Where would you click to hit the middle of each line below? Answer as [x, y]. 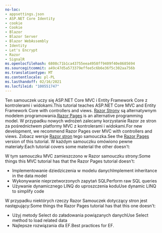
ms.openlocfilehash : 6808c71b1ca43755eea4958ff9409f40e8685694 [70, 64]
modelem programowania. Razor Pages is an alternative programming [74, 116]
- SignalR [15, 59]
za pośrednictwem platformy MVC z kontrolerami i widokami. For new [74, 126]
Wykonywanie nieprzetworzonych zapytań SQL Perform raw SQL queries [84, 181]
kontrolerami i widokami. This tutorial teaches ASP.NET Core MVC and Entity [81, 105]
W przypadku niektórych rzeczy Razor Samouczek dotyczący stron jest [76, 200]
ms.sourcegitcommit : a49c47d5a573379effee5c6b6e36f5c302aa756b [70, 68]
